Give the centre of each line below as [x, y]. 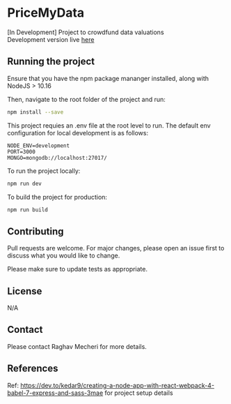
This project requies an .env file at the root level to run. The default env [109, 125]
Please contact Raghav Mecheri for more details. [77, 346]
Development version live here [51, 39]
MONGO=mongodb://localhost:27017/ [57, 158]
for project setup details [139, 393]
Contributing [35, 231]
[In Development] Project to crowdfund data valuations [86, 32]
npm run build [28, 210]
